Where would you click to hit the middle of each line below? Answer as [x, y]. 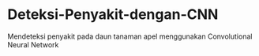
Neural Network [33, 44]
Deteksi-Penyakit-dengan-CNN [113, 15]
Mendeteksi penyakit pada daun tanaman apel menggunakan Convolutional [130, 36]
